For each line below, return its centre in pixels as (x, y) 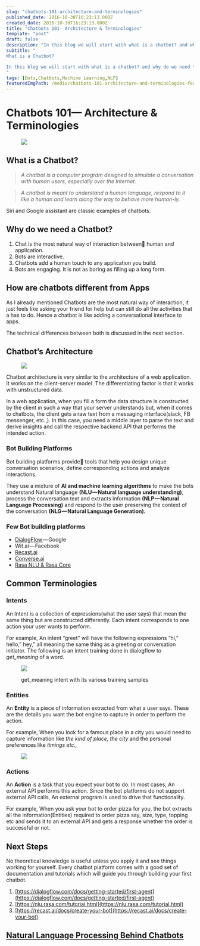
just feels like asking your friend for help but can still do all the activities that (99, 308)
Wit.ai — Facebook (37, 546)
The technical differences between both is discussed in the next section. (95, 333)
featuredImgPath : (28, 84)
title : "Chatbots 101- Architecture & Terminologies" (74, 28)
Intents (17, 601)
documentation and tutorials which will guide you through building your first (99, 874)
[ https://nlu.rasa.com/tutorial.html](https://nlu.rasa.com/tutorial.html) (99, 904)
